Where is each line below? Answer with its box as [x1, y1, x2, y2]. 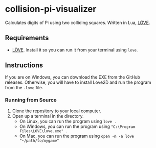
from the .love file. [5, 84, 43, 90]
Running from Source [5, 97, 57, 103]
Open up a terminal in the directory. [12, 113, 84, 119]
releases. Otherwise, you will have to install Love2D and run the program [5, 79, 152, 85]
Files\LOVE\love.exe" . [19, 128, 68, 133]
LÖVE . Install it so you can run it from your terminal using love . [12, 47, 138, 52]
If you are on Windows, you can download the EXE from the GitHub [5, 74, 140, 80]
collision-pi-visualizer [5, 3, 97, 15]
